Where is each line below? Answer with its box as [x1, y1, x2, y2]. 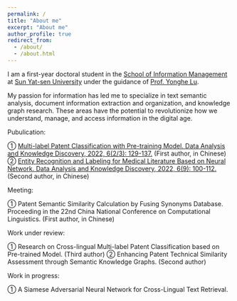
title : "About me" [7, 17, 62, 24]
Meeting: [7, 185, 33, 194]
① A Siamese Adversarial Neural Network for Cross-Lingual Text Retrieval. [7, 285, 228, 293]
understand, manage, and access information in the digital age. [7, 113, 193, 122]
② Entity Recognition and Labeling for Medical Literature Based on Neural [7, 156, 226, 165]
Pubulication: [7, 128, 46, 136]
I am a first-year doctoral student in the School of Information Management [7, 69, 228, 78]
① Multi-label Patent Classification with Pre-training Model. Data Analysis [7, 141, 226, 150]
